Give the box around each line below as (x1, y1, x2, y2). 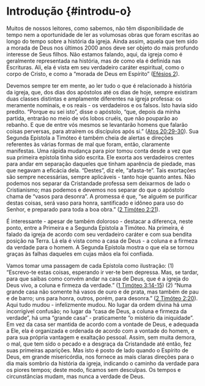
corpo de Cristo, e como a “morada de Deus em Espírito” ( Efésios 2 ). (6, 70, 180, 77)
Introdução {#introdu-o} (6, 4, 132, 18)
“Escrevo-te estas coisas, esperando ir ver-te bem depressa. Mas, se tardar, (6, 268, 199, 276)
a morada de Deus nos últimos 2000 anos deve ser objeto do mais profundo (6, 44, 199, 51)
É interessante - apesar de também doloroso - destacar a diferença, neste (6, 218, 193, 225)
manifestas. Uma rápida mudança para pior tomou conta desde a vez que (6, 147, 192, 154)
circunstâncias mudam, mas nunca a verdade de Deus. (6, 373, 145, 380)
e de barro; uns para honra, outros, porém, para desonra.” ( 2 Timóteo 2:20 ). (6, 294, 198, 301)
